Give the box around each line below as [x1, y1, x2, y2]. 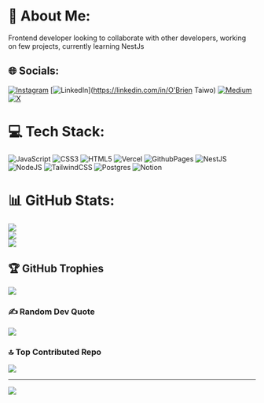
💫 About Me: [8, 7, 91, 25]
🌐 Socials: [8, 65, 60, 78]
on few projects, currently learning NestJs [8, 41, 145, 50]
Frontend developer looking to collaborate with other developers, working [8, 33, 247, 43]
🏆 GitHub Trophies [8, 262, 104, 275]
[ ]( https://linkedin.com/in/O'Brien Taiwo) [49, 85, 216, 94]
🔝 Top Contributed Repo [8, 346, 102, 357]
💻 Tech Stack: [8, 122, 105, 140]
